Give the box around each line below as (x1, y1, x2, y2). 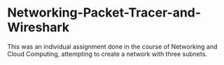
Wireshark (7, 19, 70, 35)
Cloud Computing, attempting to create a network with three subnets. (7, 50, 208, 58)
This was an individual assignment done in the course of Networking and (7, 42, 218, 50)
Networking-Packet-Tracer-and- (7, 5, 202, 21)
